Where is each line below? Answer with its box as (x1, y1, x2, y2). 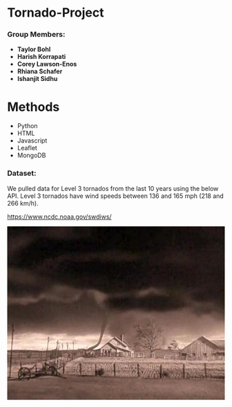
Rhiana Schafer (17, 67, 63, 75)
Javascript (17, 136, 48, 145)
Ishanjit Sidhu (17, 75, 58, 83)
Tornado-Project (7, 5, 104, 21)
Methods (7, 99, 60, 115)
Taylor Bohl (17, 45, 51, 53)
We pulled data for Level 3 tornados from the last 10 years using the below (7, 184, 219, 192)
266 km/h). (7, 199, 39, 207)
